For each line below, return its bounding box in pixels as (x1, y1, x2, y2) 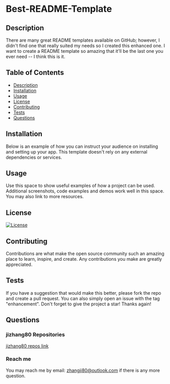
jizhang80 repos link (6, 342, 49, 349)
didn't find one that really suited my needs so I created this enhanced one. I (6, 43, 165, 49)
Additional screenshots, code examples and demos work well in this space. (6, 188, 164, 194)
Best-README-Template (6, 3, 112, 15)
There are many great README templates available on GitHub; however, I (6, 37, 160, 43)
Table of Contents (6, 68, 65, 77)
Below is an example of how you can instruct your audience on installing (6, 143, 158, 149)
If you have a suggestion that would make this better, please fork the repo (6, 290, 161, 296)
